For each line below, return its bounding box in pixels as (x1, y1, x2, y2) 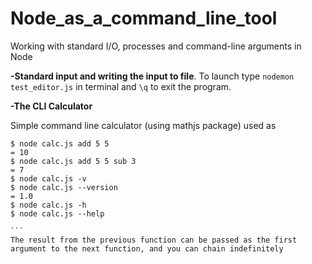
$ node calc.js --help (10, 208, 105, 219)
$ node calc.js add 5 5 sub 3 (10, 156, 137, 166)
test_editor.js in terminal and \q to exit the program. (10, 80, 232, 92)
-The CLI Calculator (10, 100, 93, 112)
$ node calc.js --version (10, 182, 118, 192)
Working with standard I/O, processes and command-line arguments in (10, 40, 302, 52)
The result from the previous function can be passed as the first (10, 235, 298, 245)
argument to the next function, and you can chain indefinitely (10, 243, 284, 254)
